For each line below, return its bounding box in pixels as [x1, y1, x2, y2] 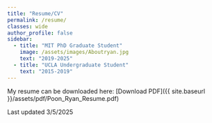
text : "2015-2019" [19, 68, 73, 75]
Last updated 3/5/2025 [7, 108, 74, 116]
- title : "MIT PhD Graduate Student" [13, 42, 123, 49]
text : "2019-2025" [19, 55, 73, 62]
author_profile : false [7, 29, 73, 37]
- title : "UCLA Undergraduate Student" [13, 61, 129, 68]
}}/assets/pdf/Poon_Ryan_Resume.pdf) [7, 94, 120, 102]
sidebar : [7, 36, 33, 43]
